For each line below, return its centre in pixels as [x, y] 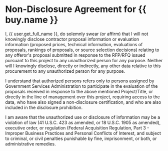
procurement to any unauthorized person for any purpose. [65, 71]
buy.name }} [32, 20]
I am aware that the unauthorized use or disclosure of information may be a [83, 117]
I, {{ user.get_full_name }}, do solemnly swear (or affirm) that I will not [77, 34]
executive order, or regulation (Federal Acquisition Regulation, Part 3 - [77, 128]
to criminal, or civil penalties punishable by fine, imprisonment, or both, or [81, 138]
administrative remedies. [30, 143]
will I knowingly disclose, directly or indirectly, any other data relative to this [83, 66]
